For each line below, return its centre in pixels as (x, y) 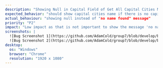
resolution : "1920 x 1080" (37, 58)
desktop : (14, 45)
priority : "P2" (20, 23)
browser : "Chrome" (28, 54)
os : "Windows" (24, 49)
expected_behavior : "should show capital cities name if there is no (77, 14)
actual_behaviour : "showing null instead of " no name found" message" (78, 18)
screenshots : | (20, 32)
